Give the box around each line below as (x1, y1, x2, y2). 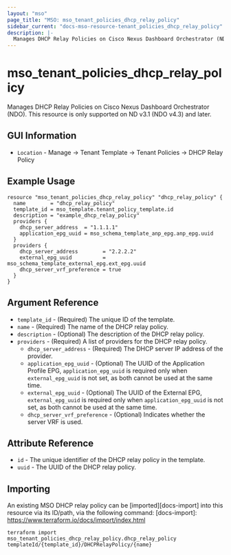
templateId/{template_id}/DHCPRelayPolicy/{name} (7, 541, 153, 548)
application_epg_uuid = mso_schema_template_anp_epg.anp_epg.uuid (19, 230, 214, 237)
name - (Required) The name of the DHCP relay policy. (16, 322, 168, 331)
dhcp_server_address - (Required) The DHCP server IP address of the (27, 344, 223, 353)
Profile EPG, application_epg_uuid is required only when (27, 366, 188, 375)
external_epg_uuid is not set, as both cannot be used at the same (27, 373, 213, 382)
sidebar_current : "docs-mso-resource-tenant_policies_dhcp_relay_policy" (7, 23, 223, 30)
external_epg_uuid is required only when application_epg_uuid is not (27, 395, 223, 404)
